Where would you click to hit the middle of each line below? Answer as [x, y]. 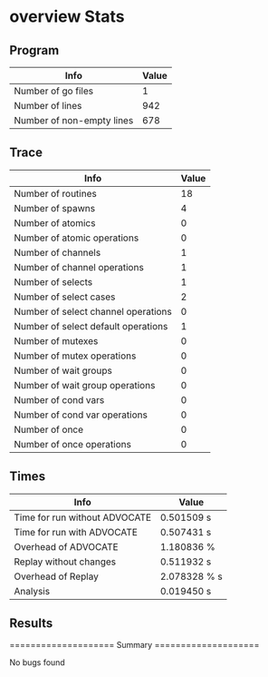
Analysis [32, 591]
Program [34, 50]
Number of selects [53, 281]
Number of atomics [55, 222]
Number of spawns [55, 208]
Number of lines [48, 106]
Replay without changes [65, 562]
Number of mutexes [56, 340]
